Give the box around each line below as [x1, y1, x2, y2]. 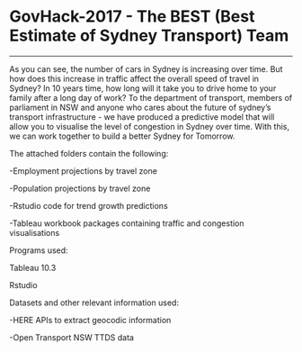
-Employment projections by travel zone [9, 165, 157, 176]
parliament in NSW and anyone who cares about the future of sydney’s [9, 102, 271, 113]
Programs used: [9, 245, 69, 256]
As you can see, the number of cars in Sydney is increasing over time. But [9, 63, 283, 74]
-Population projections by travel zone [9, 183, 151, 194]
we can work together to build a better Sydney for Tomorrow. [9, 131, 235, 141]
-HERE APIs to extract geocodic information [9, 314, 172, 325]
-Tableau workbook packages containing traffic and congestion [9, 218, 244, 229]
